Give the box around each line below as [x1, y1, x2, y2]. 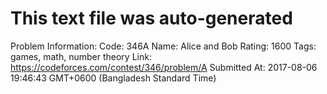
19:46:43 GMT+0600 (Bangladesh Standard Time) [10, 72, 217, 84]
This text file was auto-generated [10, 7, 293, 30]
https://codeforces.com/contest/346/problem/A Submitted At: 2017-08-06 [10, 61, 318, 73]
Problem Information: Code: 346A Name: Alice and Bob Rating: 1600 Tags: [10, 40, 317, 52]
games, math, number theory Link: [10, 50, 152, 62]
